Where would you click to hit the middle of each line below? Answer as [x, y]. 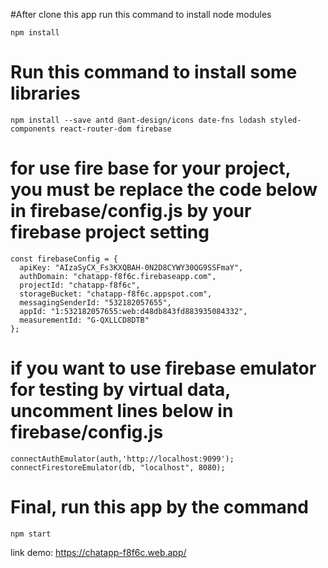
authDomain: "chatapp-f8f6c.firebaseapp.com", [118, 276]
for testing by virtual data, [120, 390]
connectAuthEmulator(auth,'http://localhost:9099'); [122, 459]
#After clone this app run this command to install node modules [141, 14]
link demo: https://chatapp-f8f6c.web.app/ [98, 552]
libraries [45, 93]
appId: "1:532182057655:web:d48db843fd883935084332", [133, 311]
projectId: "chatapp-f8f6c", [80, 285]
